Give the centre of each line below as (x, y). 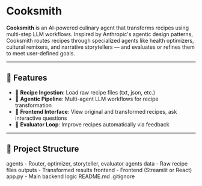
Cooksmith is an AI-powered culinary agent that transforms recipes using (98, 28)
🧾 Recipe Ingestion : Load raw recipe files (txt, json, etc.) (85, 92)
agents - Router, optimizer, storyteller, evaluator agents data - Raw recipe (97, 163)
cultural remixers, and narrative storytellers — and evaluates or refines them (101, 47)
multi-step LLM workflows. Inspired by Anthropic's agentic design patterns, (100, 34)
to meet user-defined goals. (41, 53)
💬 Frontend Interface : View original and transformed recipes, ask (96, 111)
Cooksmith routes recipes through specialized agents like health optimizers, (100, 40)
